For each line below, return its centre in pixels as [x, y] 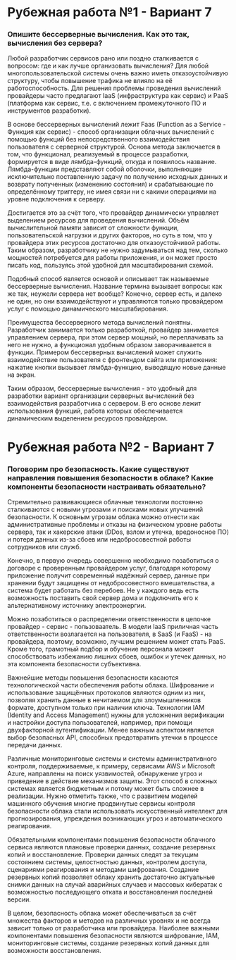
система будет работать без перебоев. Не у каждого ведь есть [103, 590]
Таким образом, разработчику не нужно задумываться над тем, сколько [118, 250]
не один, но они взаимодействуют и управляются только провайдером [115, 301]
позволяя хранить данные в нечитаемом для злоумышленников [104, 700]
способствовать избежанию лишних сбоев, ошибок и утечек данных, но [117, 656]
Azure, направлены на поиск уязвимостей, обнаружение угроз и [105, 773]
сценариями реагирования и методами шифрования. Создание [103, 869]
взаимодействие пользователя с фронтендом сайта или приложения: [112, 360]
